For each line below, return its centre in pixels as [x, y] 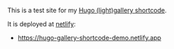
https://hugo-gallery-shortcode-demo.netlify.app [89, 38]
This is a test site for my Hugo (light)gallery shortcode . [87, 10]
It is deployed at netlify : [42, 24]
